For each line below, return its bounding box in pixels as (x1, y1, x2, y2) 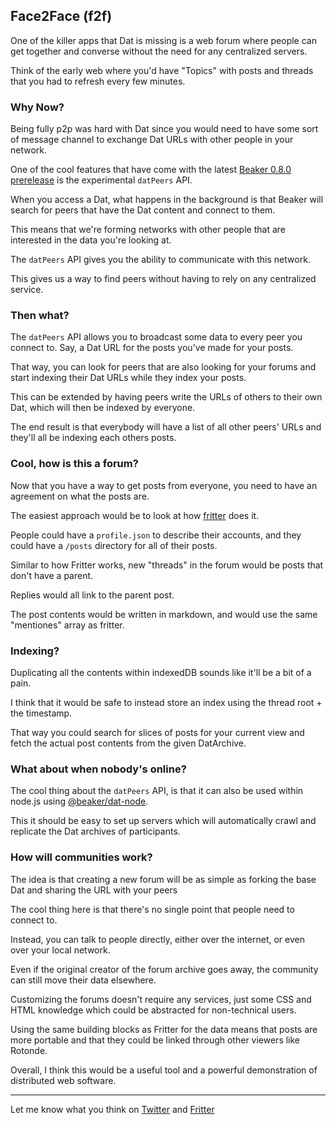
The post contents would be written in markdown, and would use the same (10, 608, 318, 620)
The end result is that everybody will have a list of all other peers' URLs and (10, 421, 322, 433)
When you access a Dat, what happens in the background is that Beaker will (10, 194, 324, 206)
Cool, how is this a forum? (10, 457, 139, 471)
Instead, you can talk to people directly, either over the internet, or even (10, 933, 305, 945)
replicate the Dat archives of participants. (10, 825, 181, 838)
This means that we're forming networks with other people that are (10, 224, 286, 236)
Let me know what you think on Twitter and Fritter (10, 1103, 215, 1115)
